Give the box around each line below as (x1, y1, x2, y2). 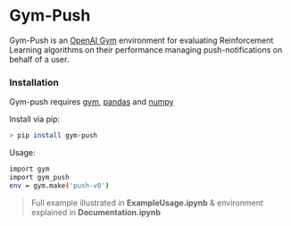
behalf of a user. (9, 54, 70, 64)
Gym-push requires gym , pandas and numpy (9, 96, 174, 107)
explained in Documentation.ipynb (30, 206, 162, 217)
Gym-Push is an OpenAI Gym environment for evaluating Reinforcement (9, 35, 274, 46)
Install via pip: (9, 113, 61, 125)
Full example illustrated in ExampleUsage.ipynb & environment (30, 197, 263, 208)
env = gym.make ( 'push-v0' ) (9, 180, 110, 190)
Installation (9, 76, 60, 88)
